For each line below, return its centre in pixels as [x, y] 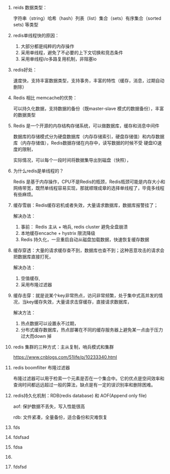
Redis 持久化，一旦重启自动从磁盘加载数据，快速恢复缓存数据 [85, 240]
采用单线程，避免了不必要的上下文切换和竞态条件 [72, 53]
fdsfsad [21, 437]
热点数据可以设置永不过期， [50, 323]
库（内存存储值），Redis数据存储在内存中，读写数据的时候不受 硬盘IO [85, 143]
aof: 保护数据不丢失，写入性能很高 [49, 406]
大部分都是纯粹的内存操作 [47, 46]
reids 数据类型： [30, 7]
